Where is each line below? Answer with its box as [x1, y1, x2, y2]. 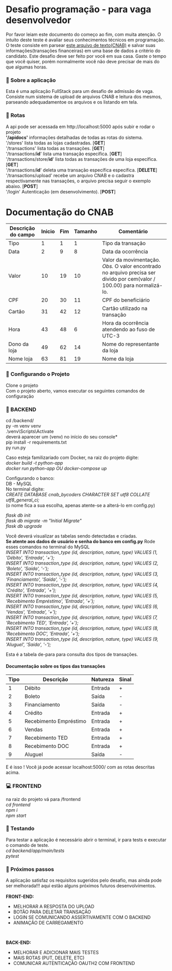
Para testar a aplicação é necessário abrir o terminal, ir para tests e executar [6, 836, 166, 843]
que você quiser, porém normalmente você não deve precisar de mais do [6, 58, 160, 64]
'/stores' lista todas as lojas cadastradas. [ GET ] [6, 139, 105, 146]
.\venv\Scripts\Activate [6, 428, 54, 434]
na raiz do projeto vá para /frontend [6, 796, 81, 802]
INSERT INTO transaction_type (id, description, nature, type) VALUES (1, [6, 549, 158, 555]
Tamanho [73, 228, 97, 235]
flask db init [6, 512, 31, 519]
